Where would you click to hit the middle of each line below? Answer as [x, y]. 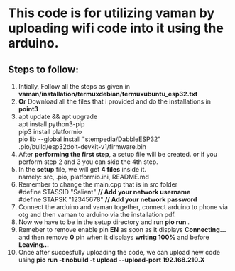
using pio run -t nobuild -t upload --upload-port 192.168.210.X [111, 260]
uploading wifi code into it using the [116, 28]
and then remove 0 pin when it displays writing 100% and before [114, 237]
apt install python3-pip [51, 124]
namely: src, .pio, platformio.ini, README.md [84, 177]
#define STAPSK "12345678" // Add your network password [108, 199]
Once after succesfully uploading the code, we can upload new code [119, 252]
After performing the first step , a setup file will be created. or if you [117, 154]
